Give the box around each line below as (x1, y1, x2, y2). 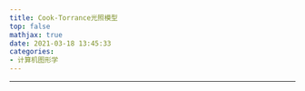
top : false (9, 22, 51, 31)
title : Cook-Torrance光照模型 (9, 13, 118, 23)
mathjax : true (9, 30, 64, 39)
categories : (9, 47, 54, 56)
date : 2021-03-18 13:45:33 (9, 38, 112, 48)
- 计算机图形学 (9, 56, 59, 65)
